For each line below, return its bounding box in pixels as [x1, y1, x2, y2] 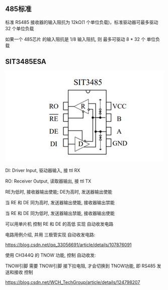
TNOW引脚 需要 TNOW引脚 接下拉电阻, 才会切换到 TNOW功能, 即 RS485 [5, 263, 156, 269]
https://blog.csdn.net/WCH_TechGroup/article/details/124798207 [5, 279, 140, 285]
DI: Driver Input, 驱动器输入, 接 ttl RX [5, 167, 80, 173]
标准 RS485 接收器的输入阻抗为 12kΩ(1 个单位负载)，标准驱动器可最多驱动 [5, 19, 158, 25]
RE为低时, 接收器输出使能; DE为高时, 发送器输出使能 [5, 189, 113, 195]
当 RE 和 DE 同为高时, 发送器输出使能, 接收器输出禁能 [5, 199, 115, 205]
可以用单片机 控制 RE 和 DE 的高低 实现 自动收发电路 [5, 221, 114, 227]
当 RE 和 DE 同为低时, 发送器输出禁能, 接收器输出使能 [5, 210, 115, 216]
